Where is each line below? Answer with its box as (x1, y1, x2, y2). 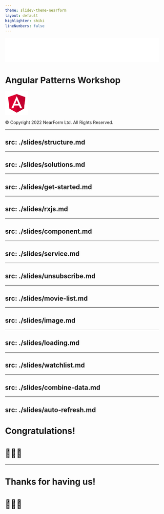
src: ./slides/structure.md (5, 138, 85, 147)
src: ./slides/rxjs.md (5, 205, 68, 213)
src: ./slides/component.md (5, 227, 92, 236)
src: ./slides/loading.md (5, 339, 80, 347)
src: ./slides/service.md (5, 249, 80, 258)
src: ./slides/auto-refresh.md (5, 406, 96, 414)
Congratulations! (5, 425, 76, 436)
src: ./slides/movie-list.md (5, 294, 88, 302)
